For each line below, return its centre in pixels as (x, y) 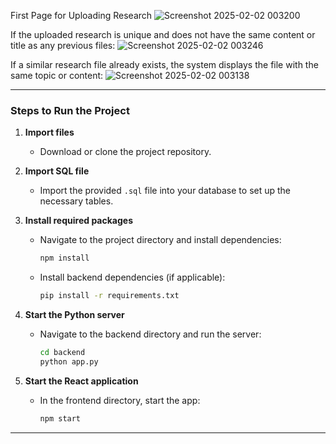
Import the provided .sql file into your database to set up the (165, 191)
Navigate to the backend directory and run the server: (150, 334)
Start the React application (81, 381)
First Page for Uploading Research (81, 15)
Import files (49, 132)
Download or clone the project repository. (125, 152)
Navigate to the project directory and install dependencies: (160, 240)
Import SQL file (57, 171)
